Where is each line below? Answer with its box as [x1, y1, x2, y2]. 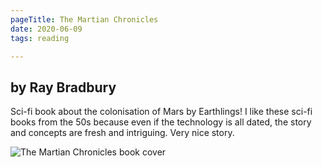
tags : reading [10, 33, 70, 43]
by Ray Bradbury [10, 79, 117, 96]
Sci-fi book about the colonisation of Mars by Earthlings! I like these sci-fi [10, 106, 313, 118]
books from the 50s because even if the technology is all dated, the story [10, 116, 312, 128]
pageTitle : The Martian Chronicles [10, 14, 159, 25]
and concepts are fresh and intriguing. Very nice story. [10, 127, 235, 139]
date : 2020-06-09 [10, 24, 83, 34]
